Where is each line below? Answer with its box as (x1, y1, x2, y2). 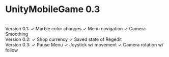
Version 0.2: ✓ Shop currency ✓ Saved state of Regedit (5, 36, 122, 42)
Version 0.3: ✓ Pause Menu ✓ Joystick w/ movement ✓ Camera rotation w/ (5, 41, 164, 47)
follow (5, 47, 18, 53)
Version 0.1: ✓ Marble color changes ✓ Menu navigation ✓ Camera (5, 25, 146, 31)
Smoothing (5, 31, 29, 37)
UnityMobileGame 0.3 (5, 4, 100, 15)
